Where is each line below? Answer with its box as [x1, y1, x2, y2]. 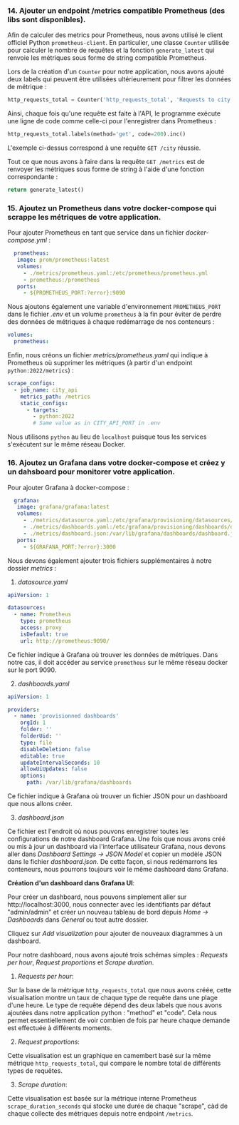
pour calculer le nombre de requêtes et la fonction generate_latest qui [7, 46, 215, 55]
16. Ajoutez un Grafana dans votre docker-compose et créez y [7, 458, 225, 468]
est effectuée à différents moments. [7, 1024, 112, 1032]
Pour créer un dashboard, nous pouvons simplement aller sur [7, 892, 187, 901]
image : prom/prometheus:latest [16, 256, 110, 264]
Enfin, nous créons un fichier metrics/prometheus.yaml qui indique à [7, 351, 208, 360]
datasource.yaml [17, 577, 68, 586]
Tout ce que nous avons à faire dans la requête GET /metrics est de [7, 158, 205, 166]
